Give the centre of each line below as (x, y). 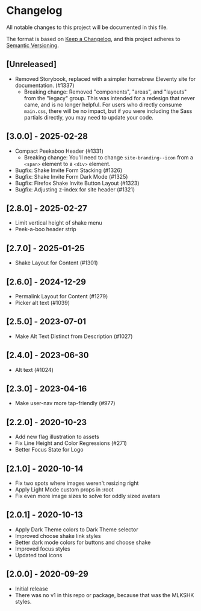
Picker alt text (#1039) (42, 303)
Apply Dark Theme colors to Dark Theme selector (76, 529)
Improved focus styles (42, 549)
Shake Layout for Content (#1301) (56, 263)
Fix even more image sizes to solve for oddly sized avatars (88, 496)
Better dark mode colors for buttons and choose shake (83, 542)
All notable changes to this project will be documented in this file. (87, 27)
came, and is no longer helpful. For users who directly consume (103, 104)
